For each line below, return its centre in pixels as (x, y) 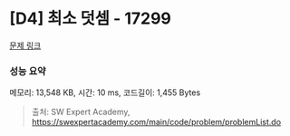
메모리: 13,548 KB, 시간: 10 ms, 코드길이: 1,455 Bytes (105, 92)
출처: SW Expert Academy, (81, 112)
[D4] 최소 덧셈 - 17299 (91, 19)
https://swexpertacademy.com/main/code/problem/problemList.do (156, 122)
